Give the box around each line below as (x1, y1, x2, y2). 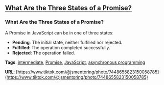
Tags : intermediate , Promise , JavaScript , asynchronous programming (5, 59, 145, 65)
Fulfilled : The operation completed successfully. (12, 44, 110, 51)
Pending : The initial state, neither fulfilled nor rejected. (12, 39, 122, 45)
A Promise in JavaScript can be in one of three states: (5, 29, 114, 36)
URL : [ (5, 69, 18, 75)
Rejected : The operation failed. (12, 50, 75, 56)
